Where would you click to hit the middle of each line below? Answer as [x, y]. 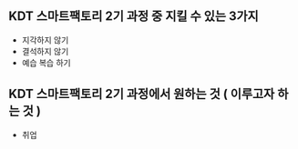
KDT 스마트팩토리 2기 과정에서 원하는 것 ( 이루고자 [142, 94]
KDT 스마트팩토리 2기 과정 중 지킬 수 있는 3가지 [134, 16]
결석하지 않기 [45, 51]
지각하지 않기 [45, 40]
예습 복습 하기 [46, 63]
